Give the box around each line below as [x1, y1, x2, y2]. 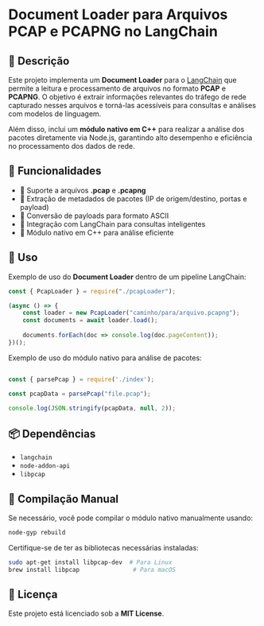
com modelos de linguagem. [8, 109, 102, 119]
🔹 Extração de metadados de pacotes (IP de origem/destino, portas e [19, 193, 248, 204]
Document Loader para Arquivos [8, 6, 228, 24]
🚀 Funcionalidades [8, 165, 102, 178]
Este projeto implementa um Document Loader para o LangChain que [8, 76, 237, 84]
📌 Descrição [8, 54, 70, 68]
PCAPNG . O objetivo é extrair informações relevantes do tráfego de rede [8, 92, 247, 101]
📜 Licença [8, 588, 58, 601]
